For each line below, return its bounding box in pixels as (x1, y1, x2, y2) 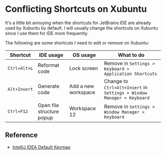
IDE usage (39, 51, 63, 58)
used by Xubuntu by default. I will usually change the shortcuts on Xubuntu (5, 25, 158, 31)
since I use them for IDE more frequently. (5, 30, 89, 36)
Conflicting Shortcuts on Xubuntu (5, 3, 147, 15)
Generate (38, 82, 60, 89)
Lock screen (69, 65, 98, 72)
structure (38, 108, 59, 115)
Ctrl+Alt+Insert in (104, 84, 148, 91)
